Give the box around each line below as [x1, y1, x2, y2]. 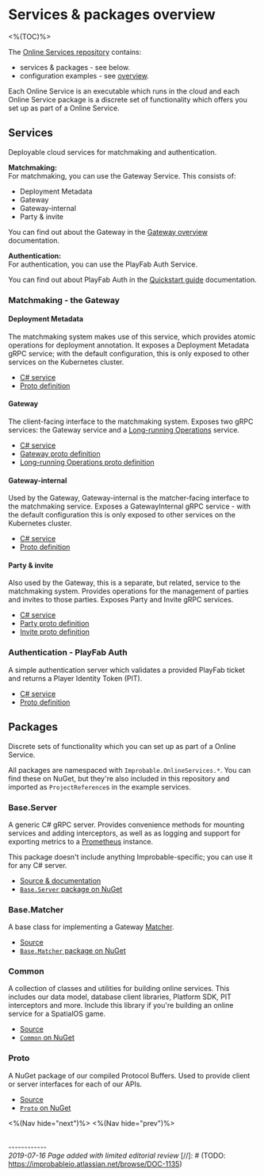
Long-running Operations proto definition [19, 458, 155, 467]
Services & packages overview [8, 6, 216, 24]
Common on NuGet [19, 1033, 75, 1043]
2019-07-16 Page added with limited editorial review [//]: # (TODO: [8, 1151, 226, 1160]
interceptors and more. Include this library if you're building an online [8, 1001, 234, 1010]
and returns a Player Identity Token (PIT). [8, 673, 143, 683]
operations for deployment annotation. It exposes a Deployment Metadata [8, 340, 250, 350]
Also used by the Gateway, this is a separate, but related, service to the [8, 578, 241, 588]
